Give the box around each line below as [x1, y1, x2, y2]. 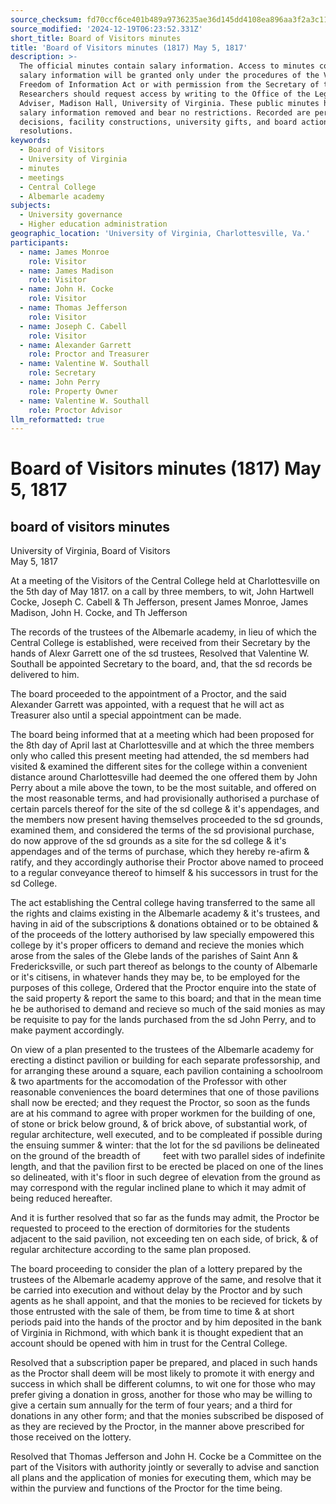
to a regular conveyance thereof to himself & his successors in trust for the [10, 867, 319, 879]
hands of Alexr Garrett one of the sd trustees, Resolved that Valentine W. [10, 647, 310, 660]
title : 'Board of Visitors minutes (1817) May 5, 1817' [10, 42, 248, 53]
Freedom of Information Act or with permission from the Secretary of [19, 80, 320, 90]
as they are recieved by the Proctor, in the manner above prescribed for [10, 1421, 305, 1433]
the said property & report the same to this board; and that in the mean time [10, 992, 322, 1005]
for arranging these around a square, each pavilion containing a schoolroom [10, 1065, 323, 1077]
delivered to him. [10, 669, 80, 681]
